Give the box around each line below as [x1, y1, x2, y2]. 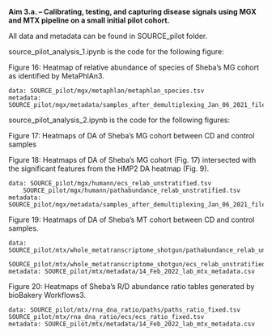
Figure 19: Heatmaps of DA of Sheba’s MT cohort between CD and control [8, 215, 255, 224]
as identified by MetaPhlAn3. [8, 71, 105, 80]
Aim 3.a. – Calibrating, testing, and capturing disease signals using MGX [8, 7, 257, 16]
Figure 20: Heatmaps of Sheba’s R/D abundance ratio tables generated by [8, 282, 255, 291]
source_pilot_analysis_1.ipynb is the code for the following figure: [8, 47, 224, 56]
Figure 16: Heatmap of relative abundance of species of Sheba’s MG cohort [8, 62, 260, 72]
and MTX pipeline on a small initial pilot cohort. [8, 15, 170, 25]
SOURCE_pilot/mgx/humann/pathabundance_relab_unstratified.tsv [23, 186, 241, 194]
